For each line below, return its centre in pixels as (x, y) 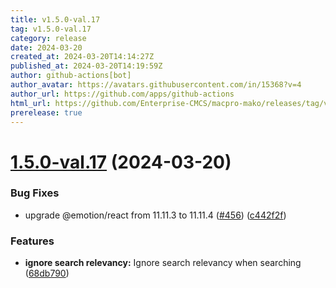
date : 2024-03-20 (46, 47)
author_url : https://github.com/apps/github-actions (122, 94)
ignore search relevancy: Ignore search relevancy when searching (163, 263)
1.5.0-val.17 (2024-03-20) (121, 162)
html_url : (31, 103)
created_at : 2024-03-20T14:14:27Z (82, 57)
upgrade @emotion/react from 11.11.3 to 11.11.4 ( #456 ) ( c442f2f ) (155, 215)
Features (32, 241)
